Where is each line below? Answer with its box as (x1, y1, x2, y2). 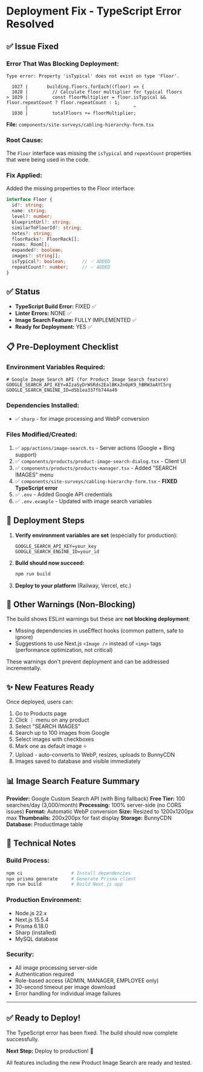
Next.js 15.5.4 (14, 916, 49, 923)
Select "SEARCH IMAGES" (14, 723, 81, 730)
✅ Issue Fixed (6, 41, 59, 51)
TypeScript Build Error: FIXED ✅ (14, 303, 97, 310)
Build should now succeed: (14, 559, 85, 567)
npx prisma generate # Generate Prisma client (6, 876, 137, 882)
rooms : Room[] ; (11, 242, 50, 248)
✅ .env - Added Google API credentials (14, 490, 113, 498)
